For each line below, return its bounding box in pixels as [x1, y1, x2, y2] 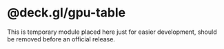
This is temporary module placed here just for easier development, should [7, 28, 217, 36]
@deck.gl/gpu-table [7, 5, 126, 21]
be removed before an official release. [7, 35, 116, 43]
